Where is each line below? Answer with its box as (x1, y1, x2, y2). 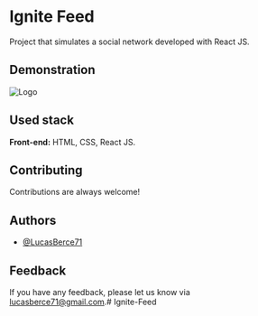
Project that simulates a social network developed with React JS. (9, 36, 250, 47)
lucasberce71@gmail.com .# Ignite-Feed (9, 296, 157, 307)
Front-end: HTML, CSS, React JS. (9, 136, 136, 147)
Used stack (9, 113, 75, 128)
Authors (9, 212, 57, 228)
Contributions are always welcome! (9, 187, 141, 198)
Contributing (9, 163, 83, 178)
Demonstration (9, 62, 97, 78)
